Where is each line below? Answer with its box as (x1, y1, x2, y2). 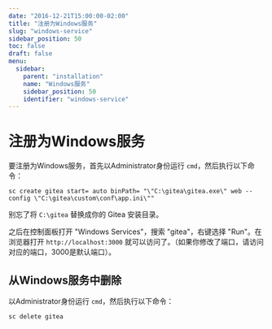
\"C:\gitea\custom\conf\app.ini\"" (33, 194, 155, 203)
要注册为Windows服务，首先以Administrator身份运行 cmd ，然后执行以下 (8, 161, 248, 171)
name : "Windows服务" (23, 80, 90, 88)
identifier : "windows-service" (23, 95, 129, 103)
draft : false (8, 50, 53, 58)
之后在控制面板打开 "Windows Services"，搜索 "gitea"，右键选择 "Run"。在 (8, 227, 262, 236)
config (8, 194, 31, 203)
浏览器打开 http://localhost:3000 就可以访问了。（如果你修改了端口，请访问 (8, 237, 265, 247)
